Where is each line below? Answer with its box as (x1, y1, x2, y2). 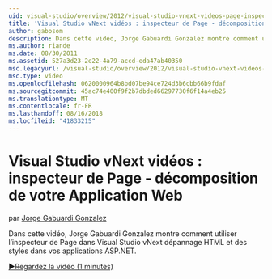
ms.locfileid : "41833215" (8, 117, 96, 125)
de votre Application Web (8, 187, 184, 205)
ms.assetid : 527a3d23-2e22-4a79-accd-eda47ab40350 (8, 57, 183, 66)
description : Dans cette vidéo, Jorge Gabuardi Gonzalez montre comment (8, 34, 259, 43)
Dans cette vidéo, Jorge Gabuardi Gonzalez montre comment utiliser (8, 228, 237, 239)
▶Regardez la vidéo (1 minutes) (8, 261, 114, 271)
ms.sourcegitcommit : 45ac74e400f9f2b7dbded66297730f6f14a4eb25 (8, 87, 227, 95)
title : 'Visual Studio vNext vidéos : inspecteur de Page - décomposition (8, 19, 266, 27)
